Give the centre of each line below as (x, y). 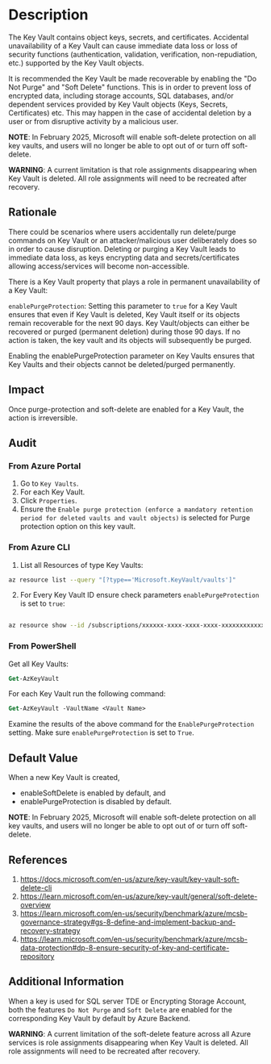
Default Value (43, 758)
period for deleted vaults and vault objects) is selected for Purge (135, 518)
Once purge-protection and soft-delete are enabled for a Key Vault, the (126, 409)
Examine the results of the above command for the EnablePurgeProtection (131, 724)
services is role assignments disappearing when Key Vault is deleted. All (128, 1042)
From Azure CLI (39, 548)
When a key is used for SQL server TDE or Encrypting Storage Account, (127, 1001)
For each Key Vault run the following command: (87, 694)
